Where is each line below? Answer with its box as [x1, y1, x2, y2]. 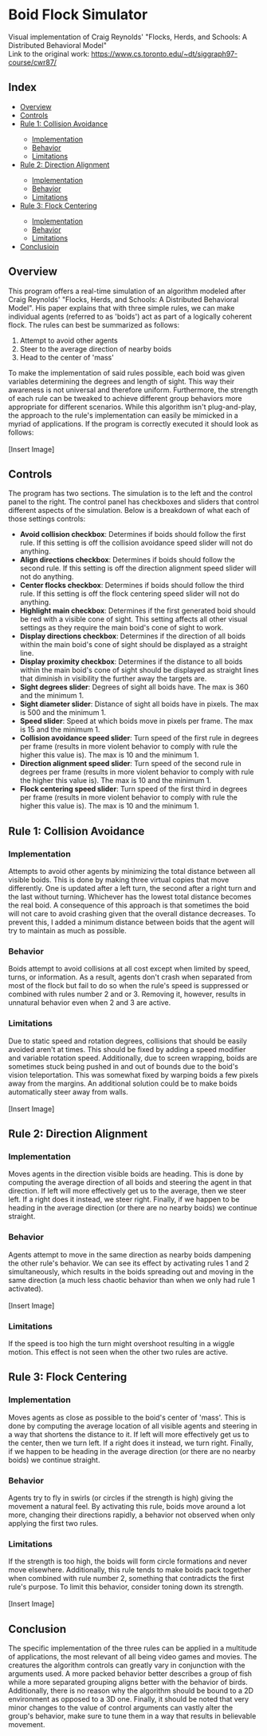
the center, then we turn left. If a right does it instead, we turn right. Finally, [8, 1438, 253, 1448]
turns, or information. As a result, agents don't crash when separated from [8, 972, 253, 982]
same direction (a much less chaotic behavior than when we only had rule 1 [8, 1275, 255, 1285]
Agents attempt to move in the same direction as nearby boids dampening [8, 1249, 252, 1259]
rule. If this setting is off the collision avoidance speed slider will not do [19, 538, 253, 548]
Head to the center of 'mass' [19, 352, 114, 362]
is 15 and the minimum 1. [19, 725, 100, 734]
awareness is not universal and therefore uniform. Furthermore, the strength [8, 385, 258, 395]
